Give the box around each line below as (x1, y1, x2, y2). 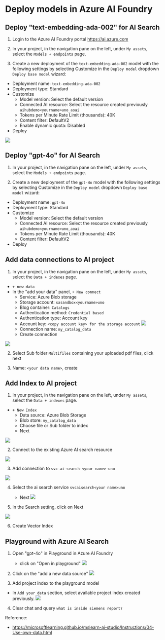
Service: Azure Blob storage (19, 294, 77, 300)
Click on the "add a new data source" (12, 571, 89, 577)
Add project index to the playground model (12, 580, 99, 586)
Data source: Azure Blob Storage (19, 412, 87, 418)
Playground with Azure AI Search (5, 537, 109, 546)
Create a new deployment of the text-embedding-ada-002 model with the (12, 61, 159, 66)
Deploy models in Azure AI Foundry (5, 3, 153, 15)
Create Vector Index (12, 523, 53, 529)
